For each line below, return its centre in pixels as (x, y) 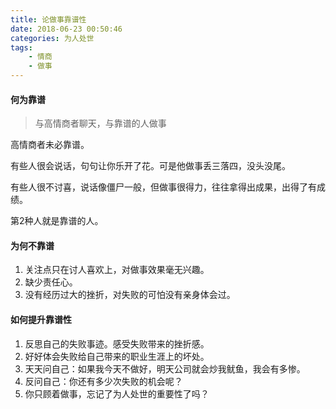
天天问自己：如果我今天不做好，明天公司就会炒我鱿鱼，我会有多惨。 (165, 368)
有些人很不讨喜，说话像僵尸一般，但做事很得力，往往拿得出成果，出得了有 (163, 187)
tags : (21, 47)
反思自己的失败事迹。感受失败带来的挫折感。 (117, 343)
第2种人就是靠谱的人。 (57, 221)
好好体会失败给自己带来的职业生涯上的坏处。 (117, 356)
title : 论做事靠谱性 (48, 19)
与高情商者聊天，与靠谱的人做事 (100, 123)
